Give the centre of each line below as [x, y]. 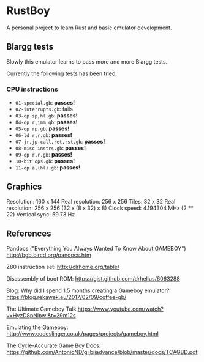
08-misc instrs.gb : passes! [51, 148]
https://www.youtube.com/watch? [120, 309]
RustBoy [28, 11]
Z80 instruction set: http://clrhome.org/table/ [63, 267]
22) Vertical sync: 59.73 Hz [41, 214]
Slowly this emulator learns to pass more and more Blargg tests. [87, 61]
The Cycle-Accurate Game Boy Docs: [54, 345]
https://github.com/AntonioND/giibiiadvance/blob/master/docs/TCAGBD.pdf [102, 352]
